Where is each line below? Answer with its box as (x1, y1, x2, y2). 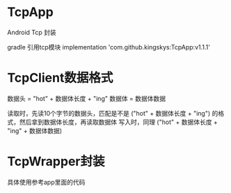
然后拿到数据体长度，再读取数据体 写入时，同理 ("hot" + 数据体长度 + (19, 118, 218, 126)
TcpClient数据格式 (7, 70, 113, 86)
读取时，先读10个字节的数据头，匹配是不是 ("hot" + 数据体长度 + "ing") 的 (7, 109, 218, 117)
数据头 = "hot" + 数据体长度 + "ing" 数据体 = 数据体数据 (7, 94, 166, 102)
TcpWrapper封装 (7, 154, 105, 169)
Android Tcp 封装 (7, 28, 57, 36)
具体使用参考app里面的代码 (7, 178, 86, 186)
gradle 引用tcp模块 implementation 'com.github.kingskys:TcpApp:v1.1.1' (7, 43, 211, 51)
